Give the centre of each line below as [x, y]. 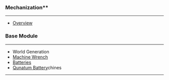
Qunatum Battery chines [37, 67]
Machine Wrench [30, 57]
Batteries [22, 62]
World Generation [31, 51]
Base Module [22, 36]
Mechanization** [27, 7]
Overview [22, 23]
